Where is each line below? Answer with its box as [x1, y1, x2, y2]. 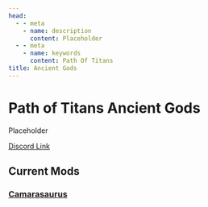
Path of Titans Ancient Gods [8, 98, 201, 117]
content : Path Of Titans [29, 57, 114, 65]
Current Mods [8, 164, 81, 178]
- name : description [23, 27, 92, 35]
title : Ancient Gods [8, 64, 78, 72]
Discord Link [8, 141, 51, 151]
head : [8, 11, 27, 20]
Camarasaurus [8, 188, 68, 200]
